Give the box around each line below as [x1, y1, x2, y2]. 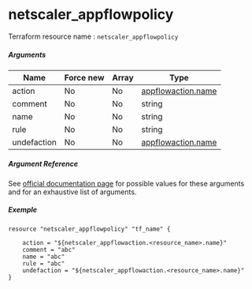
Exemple [8, 205, 38, 215]
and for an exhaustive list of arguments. [8, 187, 137, 197]
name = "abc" [22, 253, 65, 261]
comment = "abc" [22, 246, 76, 253]
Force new [64, 72, 105, 83]
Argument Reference [8, 159, 79, 168]
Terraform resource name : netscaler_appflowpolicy [8, 32, 179, 41]
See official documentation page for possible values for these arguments [8, 178, 245, 188]
